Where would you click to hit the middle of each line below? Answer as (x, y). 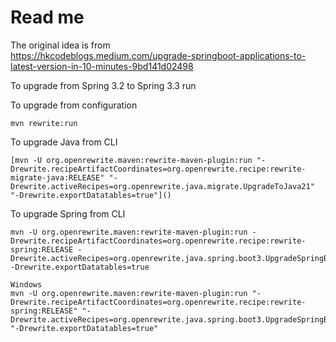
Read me (47, 17)
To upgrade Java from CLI (64, 142)
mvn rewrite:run (44, 123)
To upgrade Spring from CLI (68, 213)
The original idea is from (60, 45)
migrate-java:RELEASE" (57, 177)
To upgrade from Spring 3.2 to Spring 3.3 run (103, 85)
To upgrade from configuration (74, 105)
